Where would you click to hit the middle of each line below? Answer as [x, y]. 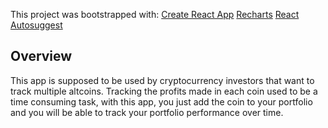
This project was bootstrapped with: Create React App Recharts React [155, 14]
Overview [41, 56]
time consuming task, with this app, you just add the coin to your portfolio [161, 101]
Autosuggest [36, 25]
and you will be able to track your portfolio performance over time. [147, 112]
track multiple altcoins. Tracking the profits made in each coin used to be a [164, 91]
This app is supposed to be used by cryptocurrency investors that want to [162, 80]
